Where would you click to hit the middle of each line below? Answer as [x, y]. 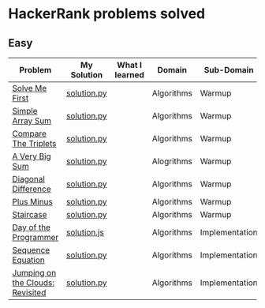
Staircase [30, 214]
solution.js [85, 232]
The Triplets [34, 143]
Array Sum [32, 121]
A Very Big [32, 156]
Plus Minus [32, 202]
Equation [29, 260]
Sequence [31, 250]
